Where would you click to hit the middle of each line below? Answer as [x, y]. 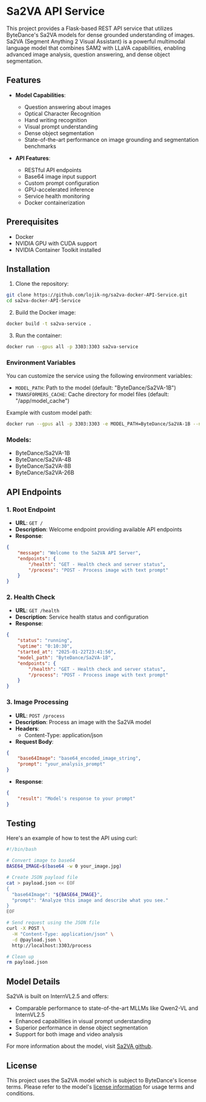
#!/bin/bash [21, 850]
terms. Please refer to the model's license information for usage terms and [100, 1087]
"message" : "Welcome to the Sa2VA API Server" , [79, 553]
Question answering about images [68, 107]
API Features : [33, 158]
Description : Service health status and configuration [82, 617]
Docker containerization [55, 202]
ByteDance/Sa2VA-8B [43, 466]
